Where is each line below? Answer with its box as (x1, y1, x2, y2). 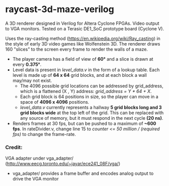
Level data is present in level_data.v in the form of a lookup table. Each (12, 67, 160, 73)
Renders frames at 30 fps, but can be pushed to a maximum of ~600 (12, 120, 156, 126)
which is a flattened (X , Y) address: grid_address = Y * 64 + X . (20, 88, 152, 94)
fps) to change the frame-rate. (12, 131, 76, 137)
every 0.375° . (12, 61, 42, 67)
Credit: (5, 144, 23, 151)
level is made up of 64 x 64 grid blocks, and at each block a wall (12, 72, 147, 78)
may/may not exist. (12, 77, 52, 83)
